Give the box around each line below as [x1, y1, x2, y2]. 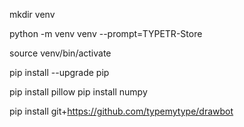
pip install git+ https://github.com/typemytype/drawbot [9, 105, 234, 117]
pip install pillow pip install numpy [9, 86, 148, 98]
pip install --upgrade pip [9, 67, 110, 78]
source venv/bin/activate [9, 47, 112, 59]
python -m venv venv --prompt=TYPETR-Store [9, 28, 203, 39]
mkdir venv [9, 9, 56, 20]
